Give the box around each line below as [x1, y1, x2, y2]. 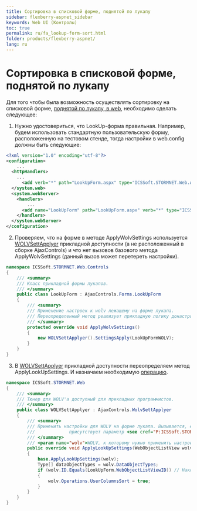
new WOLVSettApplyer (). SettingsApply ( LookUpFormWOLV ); [37, 335, 175, 341]
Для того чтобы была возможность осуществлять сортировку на [6, 98, 170, 106]
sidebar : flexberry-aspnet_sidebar [6, 14, 93, 20]
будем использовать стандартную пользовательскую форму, [14, 129, 169, 136]
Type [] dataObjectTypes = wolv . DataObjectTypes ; [37, 462, 159, 468]
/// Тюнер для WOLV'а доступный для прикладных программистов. [16, 396, 175, 402]
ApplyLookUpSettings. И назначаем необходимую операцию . [14, 368, 168, 375]
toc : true [6, 25, 30, 31]
